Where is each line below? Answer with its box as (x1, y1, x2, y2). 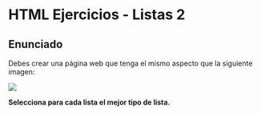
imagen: (8, 67, 35, 77)
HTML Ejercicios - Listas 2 (8, 6, 186, 24)
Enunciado (8, 38, 63, 51)
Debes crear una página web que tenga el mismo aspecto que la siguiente (8, 58, 253, 68)
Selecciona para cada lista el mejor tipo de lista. (8, 97, 171, 107)
